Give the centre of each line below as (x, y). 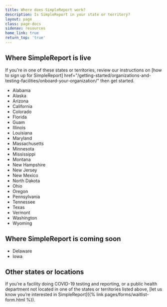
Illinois (19, 127)
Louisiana (22, 132)
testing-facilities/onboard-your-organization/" (52, 80)
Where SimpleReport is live (48, 58)
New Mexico (25, 175)
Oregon (20, 191)
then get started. (117, 80)
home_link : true (22, 33)
